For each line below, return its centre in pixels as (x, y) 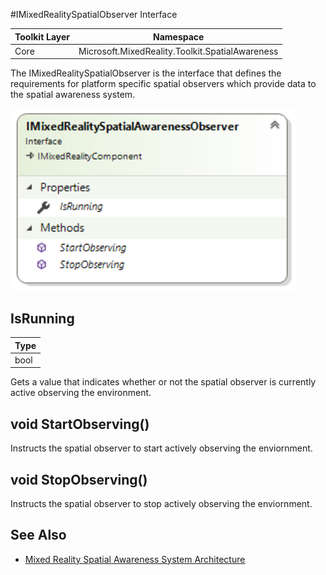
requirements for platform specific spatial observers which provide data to (163, 84)
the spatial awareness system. (73, 95)
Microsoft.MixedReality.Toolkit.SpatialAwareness (178, 51)
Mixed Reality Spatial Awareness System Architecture (135, 559)
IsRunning (42, 318)
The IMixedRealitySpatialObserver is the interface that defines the (146, 73)
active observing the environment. (81, 393)
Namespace (179, 36)
